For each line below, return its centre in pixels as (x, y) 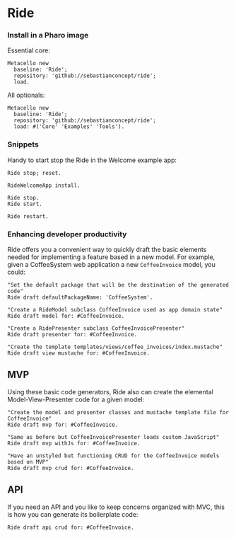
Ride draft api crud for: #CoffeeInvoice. (71, 527)
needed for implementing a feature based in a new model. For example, (111, 257)
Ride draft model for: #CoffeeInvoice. (66, 316)
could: (17, 272)
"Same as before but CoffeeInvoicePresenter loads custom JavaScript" (113, 437)
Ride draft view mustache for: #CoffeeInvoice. (79, 353)
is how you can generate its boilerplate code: (73, 514)
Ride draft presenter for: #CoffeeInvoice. (72, 335)
